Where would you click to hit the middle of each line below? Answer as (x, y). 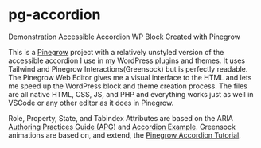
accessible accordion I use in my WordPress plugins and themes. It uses (127, 60)
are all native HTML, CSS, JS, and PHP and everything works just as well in (131, 94)
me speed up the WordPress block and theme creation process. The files (128, 86)
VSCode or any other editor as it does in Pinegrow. (91, 103)
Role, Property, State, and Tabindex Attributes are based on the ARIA (121, 118)
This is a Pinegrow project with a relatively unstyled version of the (116, 52)
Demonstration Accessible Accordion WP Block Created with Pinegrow (124, 37)
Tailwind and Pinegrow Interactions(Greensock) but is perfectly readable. (128, 68)
